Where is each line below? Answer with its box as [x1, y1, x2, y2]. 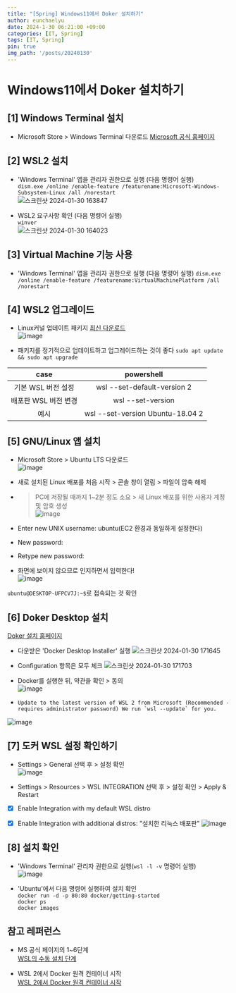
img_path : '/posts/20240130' [7, 50, 93, 57]
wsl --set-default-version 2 [96, 382, 192, 392]
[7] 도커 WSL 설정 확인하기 [7, 740, 118, 752]
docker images [17, 904, 59, 911]
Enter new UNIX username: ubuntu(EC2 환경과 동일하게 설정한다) [17, 524, 203, 533]
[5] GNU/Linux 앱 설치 [7, 435, 101, 448]
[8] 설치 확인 [7, 841, 59, 853]
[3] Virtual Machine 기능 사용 [7, 249, 132, 261]
